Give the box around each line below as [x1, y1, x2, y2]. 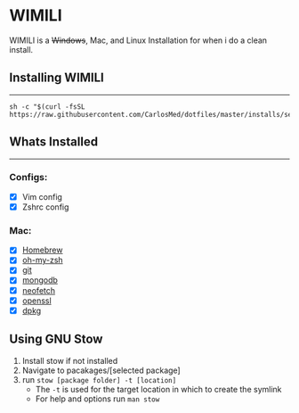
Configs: [9, 171, 48, 184]
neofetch [21, 285, 56, 295]
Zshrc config [21, 202, 69, 212]
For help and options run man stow [35, 393, 160, 404]
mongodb [21, 275, 58, 285]
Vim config [21, 191, 62, 202]
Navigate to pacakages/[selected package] [21, 365, 181, 376]
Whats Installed [9, 135, 99, 150]
